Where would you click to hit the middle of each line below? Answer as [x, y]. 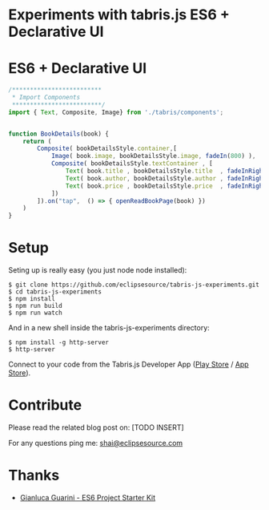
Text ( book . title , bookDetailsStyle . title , [145, 171]
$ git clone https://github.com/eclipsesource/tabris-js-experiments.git [134, 285]
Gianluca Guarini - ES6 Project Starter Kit [88, 497]
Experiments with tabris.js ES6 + [119, 15]
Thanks [34, 476]
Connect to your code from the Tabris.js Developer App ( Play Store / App [129, 364]
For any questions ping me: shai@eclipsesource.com [96, 443]
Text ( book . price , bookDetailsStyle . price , [145, 186]
